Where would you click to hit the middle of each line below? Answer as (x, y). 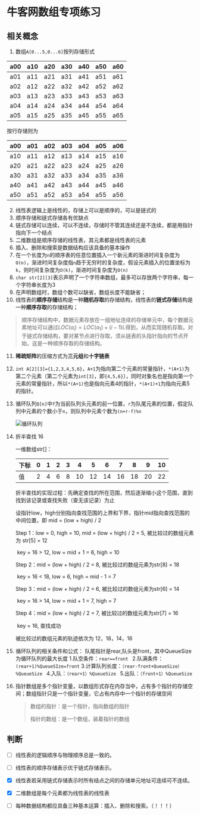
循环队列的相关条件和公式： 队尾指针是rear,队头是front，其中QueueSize (104, 651)
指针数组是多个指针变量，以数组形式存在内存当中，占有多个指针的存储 (101, 686)
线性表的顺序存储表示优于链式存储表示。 (65, 767)
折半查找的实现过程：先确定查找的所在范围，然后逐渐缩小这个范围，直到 (104, 492)
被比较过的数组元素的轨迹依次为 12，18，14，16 (74, 638)
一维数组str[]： (34, 449)
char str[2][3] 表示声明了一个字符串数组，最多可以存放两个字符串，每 (102, 277)
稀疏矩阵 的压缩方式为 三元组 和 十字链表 (62, 356)
